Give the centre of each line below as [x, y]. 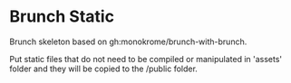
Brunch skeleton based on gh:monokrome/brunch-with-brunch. [128, 41]
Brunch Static [62, 17]
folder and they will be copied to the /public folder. [103, 69]
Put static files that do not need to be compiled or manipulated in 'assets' [146, 59]
